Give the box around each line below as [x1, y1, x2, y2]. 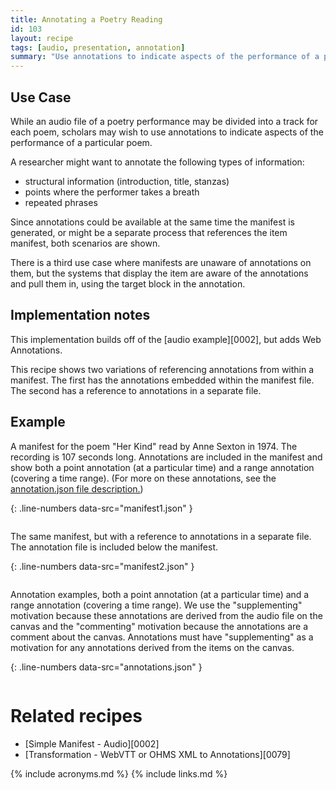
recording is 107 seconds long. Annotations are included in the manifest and [10, 451, 323, 463]
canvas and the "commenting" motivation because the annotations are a [10, 620, 309, 632]
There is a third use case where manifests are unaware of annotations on [10, 256, 312, 268]
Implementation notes [10, 307, 151, 324]
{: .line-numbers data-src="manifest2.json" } [10, 560, 195, 572]
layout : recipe [10, 33, 74, 43]
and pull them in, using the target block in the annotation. [10, 277, 246, 290]
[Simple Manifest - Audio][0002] [24, 737, 160, 750]
